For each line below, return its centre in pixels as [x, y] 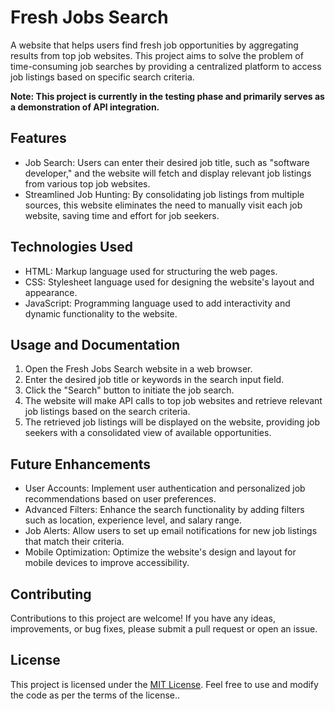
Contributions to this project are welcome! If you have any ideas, [143, 618]
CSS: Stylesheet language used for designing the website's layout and [169, 282]
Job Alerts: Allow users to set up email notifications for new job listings [171, 531]
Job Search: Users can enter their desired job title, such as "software [167, 162]
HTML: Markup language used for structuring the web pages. [151, 271]
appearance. [51, 292]
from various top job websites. [87, 183]
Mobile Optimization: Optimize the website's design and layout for [160, 552]
